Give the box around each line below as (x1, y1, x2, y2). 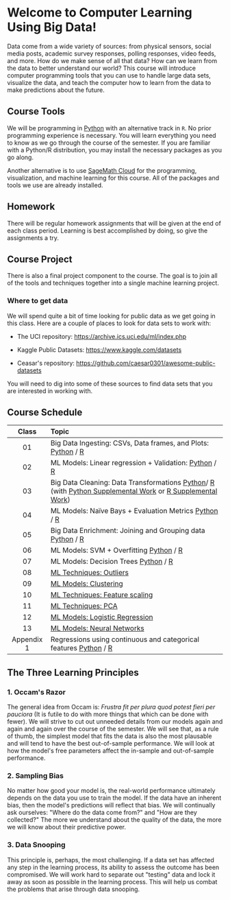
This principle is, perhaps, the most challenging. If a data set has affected (7, 855, 214, 864)
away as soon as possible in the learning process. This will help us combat (7, 877, 218, 886)
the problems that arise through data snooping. (7, 885, 140, 893)
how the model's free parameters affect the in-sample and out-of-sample (7, 746, 214, 755)
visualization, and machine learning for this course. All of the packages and (7, 174, 220, 182)
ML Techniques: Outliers (50, 568, 129, 578)
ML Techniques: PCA (50, 602, 118, 611)
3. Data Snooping (7, 840, 66, 850)
